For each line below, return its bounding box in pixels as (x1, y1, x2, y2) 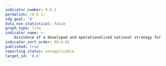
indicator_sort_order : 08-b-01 (5, 40, 70, 45)
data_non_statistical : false (5, 21, 66, 26)
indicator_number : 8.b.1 (5, 7, 57, 12)
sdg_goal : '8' (5, 16, 35, 21)
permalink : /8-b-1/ (5, 12, 46, 17)
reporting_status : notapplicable (5, 49, 75, 54)
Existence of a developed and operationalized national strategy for (14, 35, 162, 40)
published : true (5, 44, 39, 49)
